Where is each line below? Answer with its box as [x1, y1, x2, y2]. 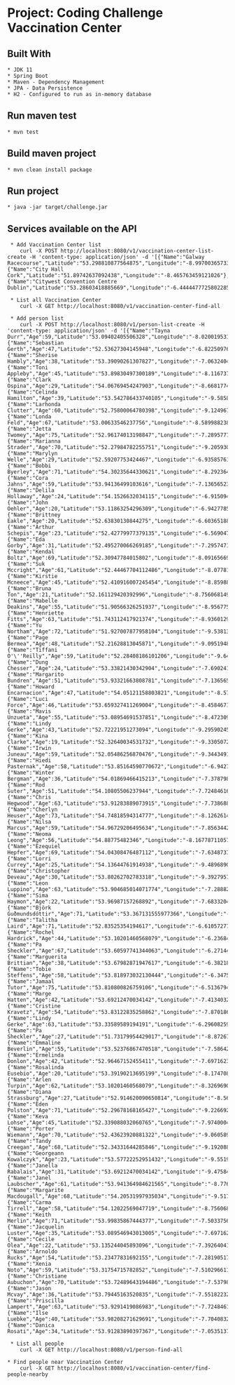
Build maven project [7, 147, 97, 159]
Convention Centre [63, 279, 117, 286]
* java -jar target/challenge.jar [7, 203, 108, 211]
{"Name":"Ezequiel [7, 843, 61, 850]
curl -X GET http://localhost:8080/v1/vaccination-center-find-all [20, 303, 220, 310]
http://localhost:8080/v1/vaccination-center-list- [60, 248, 215, 255]
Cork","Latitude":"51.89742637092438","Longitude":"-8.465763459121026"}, [7, 272, 230, 279]
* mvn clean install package [7, 166, 92, 173]
